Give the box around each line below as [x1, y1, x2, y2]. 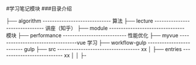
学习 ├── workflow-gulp [87, 39, 147, 46]
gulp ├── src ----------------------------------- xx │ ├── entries [24, 46, 183, 52]
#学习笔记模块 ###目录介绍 [6, 5, 72, 12]
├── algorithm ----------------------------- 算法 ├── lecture [6, 17, 153, 24]
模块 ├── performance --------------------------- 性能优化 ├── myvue [6, 32, 178, 39]
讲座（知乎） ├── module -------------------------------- [44, 25, 185, 31]
